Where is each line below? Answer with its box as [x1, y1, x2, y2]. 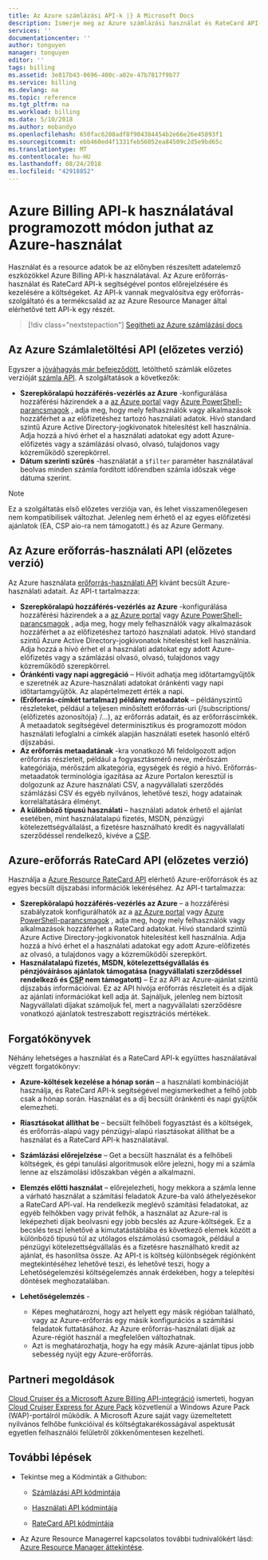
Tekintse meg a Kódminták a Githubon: [19, 1471, 148, 1481]
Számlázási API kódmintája [31, 1487, 121, 1497]
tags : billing [8, 64, 56, 72]
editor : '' [8, 57, 45, 65]
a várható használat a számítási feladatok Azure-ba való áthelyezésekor [19, 1191, 257, 1201]
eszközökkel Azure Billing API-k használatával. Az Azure [8, 271, 194, 280]
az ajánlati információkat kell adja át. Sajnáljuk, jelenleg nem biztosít [19, 992, 243, 1001]
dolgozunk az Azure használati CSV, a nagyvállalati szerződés [19, 780, 224, 789]
